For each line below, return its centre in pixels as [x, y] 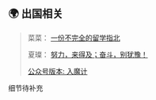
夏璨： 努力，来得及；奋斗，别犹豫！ [88, 54]
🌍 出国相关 [36, 14]
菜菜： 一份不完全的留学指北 [74, 38]
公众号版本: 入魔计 [57, 71]
